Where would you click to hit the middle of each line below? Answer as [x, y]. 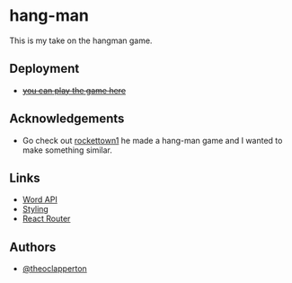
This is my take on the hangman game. [81, 40]
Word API [40, 199]
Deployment [44, 69]
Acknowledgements [67, 119]
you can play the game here [74, 90]
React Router [46, 219]
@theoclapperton [54, 269]
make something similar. [67, 150]
